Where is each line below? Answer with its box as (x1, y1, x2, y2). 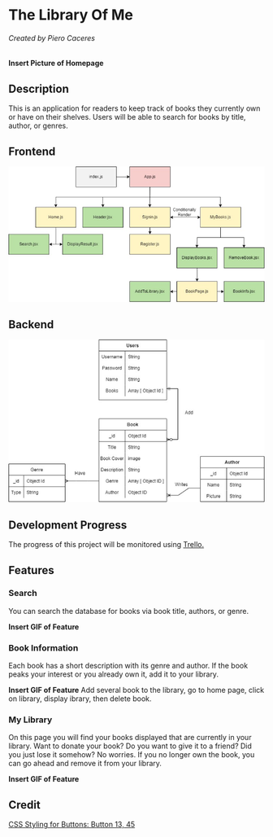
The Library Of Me (8, 6, 134, 24)
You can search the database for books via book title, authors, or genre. (8, 606, 249, 616)
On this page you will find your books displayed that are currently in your (8, 733, 252, 743)
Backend (8, 318, 54, 331)
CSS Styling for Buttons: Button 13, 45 (8, 820, 136, 830)
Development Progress (8, 518, 128, 532)
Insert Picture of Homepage (8, 59, 104, 68)
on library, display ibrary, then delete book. (8, 694, 152, 703)
